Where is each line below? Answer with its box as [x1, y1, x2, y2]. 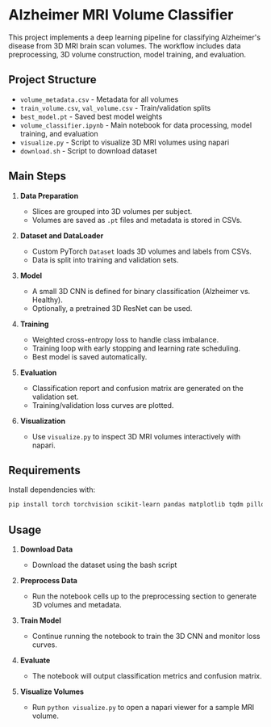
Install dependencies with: [8, 485, 96, 494]
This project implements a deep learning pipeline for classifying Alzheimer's [8, 32, 261, 42]
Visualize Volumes [19, 687, 85, 696]
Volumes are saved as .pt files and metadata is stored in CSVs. [31, 215, 243, 225]
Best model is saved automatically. [31, 351, 148, 361]
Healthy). [31, 295, 63, 305]
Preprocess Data [19, 576, 78, 586]
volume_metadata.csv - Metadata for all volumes [19, 95, 179, 104]
